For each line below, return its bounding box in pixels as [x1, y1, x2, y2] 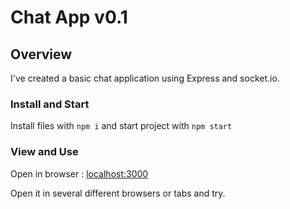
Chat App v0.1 [10, 6, 128, 29]
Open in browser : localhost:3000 [10, 167, 149, 180]
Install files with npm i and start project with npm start [10, 120, 233, 132]
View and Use [10, 145, 79, 159]
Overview [10, 46, 73, 63]
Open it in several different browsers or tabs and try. [10, 187, 226, 199]
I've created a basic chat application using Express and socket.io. [10, 72, 280, 84]
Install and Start [10, 97, 90, 111]
